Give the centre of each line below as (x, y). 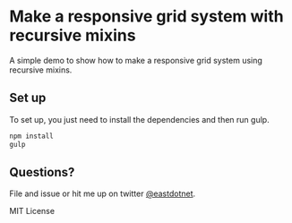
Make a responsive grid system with (146, 17)
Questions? (42, 172)
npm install (31, 136)
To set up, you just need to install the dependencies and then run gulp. (140, 119)
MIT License (32, 211)
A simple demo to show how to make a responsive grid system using (136, 60)
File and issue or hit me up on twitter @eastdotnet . (103, 193)
